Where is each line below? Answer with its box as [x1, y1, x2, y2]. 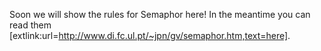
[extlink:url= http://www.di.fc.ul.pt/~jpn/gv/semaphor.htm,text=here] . [9, 30, 291, 41]
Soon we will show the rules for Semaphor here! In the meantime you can [9, 9, 311, 20]
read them [9, 19, 52, 31]
